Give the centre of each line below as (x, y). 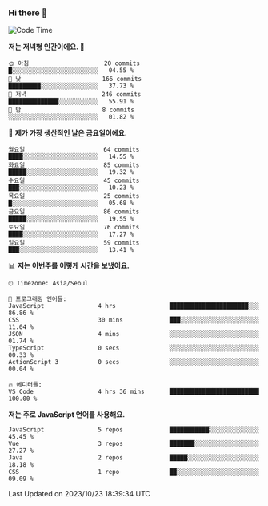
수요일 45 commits (74, 181)
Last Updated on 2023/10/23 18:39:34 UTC (79, 494)
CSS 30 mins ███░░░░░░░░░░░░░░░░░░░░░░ (134, 320)
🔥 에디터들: (25, 385)
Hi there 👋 (28, 13)
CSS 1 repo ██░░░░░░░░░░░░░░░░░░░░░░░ (134, 472)
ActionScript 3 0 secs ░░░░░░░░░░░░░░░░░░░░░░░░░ (134, 362)
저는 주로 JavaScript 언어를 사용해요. (67, 415)
